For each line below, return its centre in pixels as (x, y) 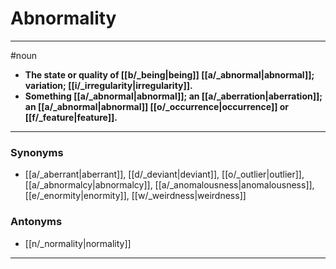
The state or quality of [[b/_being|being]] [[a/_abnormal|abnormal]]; (169, 74)
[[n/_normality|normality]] (78, 243)
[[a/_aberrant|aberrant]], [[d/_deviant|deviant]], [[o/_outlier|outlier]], (164, 174)
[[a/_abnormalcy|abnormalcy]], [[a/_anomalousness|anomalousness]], (169, 185)
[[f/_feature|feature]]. (71, 117)
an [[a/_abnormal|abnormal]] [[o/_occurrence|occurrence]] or (157, 106)
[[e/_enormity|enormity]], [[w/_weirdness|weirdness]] (135, 196)
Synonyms (37, 152)
